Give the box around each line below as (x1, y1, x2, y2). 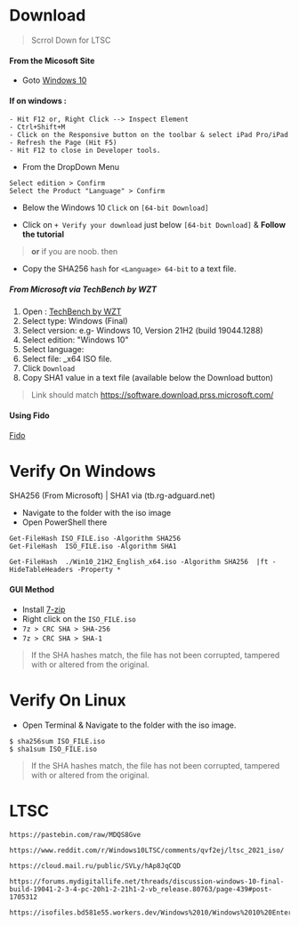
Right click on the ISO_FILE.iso (21, 613, 136, 624)
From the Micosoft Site (9, 55, 95, 66)
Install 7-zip (21, 604, 66, 615)
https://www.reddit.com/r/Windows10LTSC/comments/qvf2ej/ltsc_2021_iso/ (9, 846, 285, 855)
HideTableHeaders (9, 566, 74, 575)
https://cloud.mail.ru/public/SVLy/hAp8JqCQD (9, 861, 181, 870)
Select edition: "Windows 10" (21, 334, 129, 345)
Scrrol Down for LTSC (30, 35, 111, 45)
